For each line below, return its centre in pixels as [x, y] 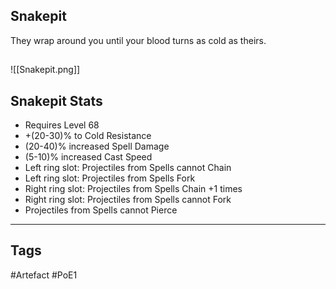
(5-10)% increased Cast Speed [88, 157]
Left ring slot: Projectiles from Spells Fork [110, 178]
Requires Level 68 [62, 125]
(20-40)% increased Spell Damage [97, 146]
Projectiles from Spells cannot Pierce [101, 210]
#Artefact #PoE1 [44, 275]
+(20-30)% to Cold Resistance [88, 136]
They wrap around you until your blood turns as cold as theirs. [138, 40]
